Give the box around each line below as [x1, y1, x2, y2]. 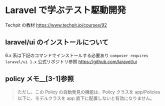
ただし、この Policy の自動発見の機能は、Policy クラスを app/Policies [17, 88, 160, 95]
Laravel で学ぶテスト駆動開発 [5, 4, 126, 16]
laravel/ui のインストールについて [5, 38, 109, 46]
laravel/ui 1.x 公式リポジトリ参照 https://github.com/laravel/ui [5, 58, 137, 64]
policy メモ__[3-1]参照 [5, 74, 74, 83]
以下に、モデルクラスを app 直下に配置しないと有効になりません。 [17, 95, 155, 101]
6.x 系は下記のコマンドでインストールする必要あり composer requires [5, 52, 148, 58]
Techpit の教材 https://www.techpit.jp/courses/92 [5, 22, 107, 28]
